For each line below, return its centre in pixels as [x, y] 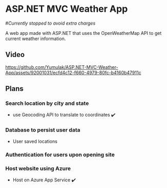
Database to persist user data [43, 130]
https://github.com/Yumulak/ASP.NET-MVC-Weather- [62, 67]
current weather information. [36, 39]
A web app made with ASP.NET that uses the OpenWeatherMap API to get [83, 33]
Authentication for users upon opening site [60, 155]
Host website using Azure [38, 168]
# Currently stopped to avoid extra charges [50, 23]
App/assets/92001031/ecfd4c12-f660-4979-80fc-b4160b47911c [73, 72]
